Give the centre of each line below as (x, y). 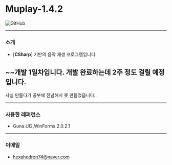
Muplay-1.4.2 (34, 9)
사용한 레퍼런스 (23, 115)
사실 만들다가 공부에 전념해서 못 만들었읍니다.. (51, 95)
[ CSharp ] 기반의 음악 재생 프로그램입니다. (55, 54)
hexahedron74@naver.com (41, 157)
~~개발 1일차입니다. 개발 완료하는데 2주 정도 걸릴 (78, 72)
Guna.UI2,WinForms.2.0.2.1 (41, 126)
